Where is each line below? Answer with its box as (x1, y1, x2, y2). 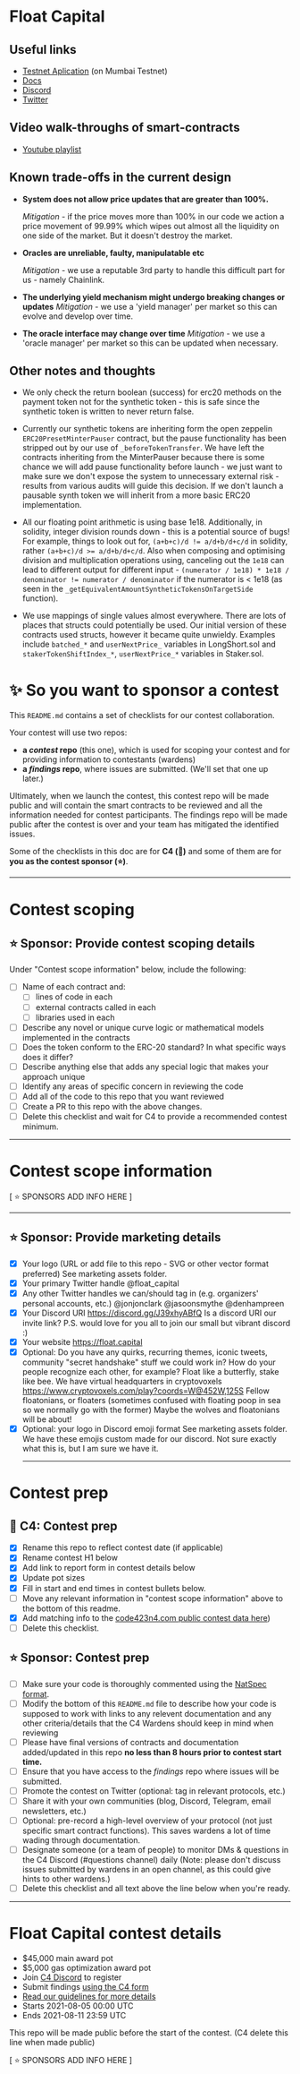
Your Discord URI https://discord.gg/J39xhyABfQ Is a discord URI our (21, 1307, 277, 1318)
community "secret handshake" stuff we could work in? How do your (21, 1357, 277, 1367)
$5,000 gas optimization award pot (21, 1963, 152, 1974)
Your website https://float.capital (21, 1337, 143, 1348)
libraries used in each (35, 1012, 115, 1023)
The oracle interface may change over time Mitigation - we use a (21, 328, 266, 339)
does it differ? (21, 1051, 74, 1062)
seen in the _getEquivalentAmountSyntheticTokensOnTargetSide (21, 584, 254, 595)
